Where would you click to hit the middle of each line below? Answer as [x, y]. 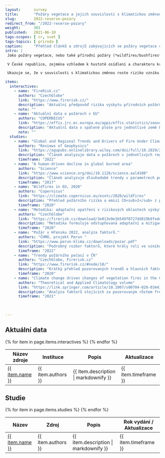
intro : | [14, 51]
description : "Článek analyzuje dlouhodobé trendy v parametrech [86, 178]
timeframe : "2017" [37, 182]
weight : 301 [23, 28]
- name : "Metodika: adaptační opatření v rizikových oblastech [80, 210]
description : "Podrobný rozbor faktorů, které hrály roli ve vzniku [90, 246]
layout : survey [26, 10]
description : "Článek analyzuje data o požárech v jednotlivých [85, 155]
